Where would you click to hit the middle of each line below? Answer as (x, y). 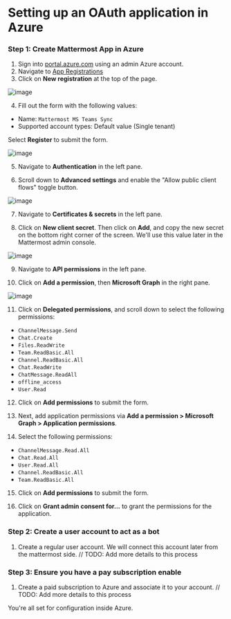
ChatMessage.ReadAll (47, 375)
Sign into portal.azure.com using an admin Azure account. (101, 64)
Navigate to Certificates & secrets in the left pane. (90, 214)
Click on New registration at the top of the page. (87, 79)
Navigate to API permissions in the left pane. (82, 269)
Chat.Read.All (38, 458)
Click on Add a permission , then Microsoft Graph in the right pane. (114, 282)
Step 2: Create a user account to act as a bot (84, 532)
